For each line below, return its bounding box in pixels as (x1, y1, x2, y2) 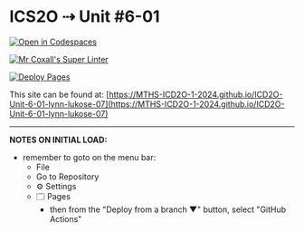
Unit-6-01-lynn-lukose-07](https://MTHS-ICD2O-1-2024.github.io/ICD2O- (9, 98, 285, 110)
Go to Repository (35, 170, 100, 182)
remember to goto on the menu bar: (22, 151, 157, 162)
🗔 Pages (35, 190, 71, 201)
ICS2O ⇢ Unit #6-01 (9, 6, 160, 27)
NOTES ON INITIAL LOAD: (9, 134, 108, 145)
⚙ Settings (35, 180, 77, 191)
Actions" (49, 213, 82, 224)
